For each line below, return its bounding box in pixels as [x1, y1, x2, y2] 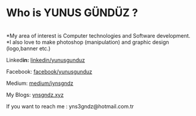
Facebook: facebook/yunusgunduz [6, 68, 93, 75]
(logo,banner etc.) [6, 45, 51, 52]
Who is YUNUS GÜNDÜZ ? [6, 6, 139, 20]
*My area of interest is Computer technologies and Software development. [6, 32, 191, 39]
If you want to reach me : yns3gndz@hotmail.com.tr [6, 102, 134, 110]
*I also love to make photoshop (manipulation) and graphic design [6, 38, 169, 45]
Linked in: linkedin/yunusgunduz [6, 56, 85, 63]
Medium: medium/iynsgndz [6, 80, 73, 87]
